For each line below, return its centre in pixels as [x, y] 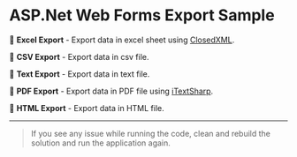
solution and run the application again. [100, 143]
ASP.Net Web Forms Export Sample [142, 15]
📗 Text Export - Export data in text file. [80, 74]
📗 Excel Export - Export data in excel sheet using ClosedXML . [122, 40]
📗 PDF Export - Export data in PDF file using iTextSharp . [111, 91]
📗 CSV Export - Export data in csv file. [79, 56]
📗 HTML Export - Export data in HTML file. [87, 108]
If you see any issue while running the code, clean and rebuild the [151, 133]
